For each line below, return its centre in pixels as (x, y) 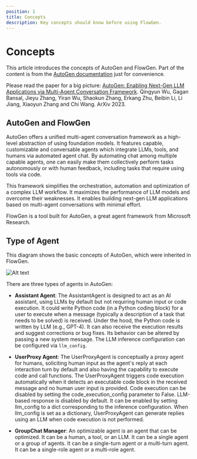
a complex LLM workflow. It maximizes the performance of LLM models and (98, 192)
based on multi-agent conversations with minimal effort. (74, 205)
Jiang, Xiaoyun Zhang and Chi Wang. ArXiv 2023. (66, 104)
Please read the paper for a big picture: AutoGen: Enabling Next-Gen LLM (95, 85)
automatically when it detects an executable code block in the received (101, 382)
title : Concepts (26, 17)
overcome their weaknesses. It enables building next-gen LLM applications (97, 198)
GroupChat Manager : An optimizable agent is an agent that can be (96, 431)
